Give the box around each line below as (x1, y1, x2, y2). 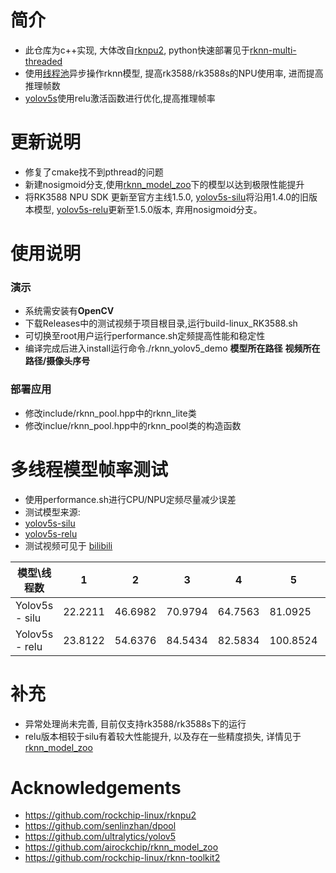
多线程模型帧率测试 (10, 458, 169, 481)
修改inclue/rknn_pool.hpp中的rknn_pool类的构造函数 (24, 419, 242, 431)
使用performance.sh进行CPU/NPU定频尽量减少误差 (24, 493, 237, 505)
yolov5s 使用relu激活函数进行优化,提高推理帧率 (24, 92, 216, 104)
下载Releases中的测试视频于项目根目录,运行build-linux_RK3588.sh (24, 317, 298, 330)
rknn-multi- (249, 44, 297, 56)
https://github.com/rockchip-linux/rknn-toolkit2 (24, 852, 221, 864)
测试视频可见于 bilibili (24, 539, 113, 551)
